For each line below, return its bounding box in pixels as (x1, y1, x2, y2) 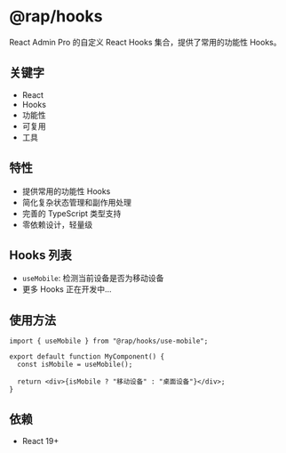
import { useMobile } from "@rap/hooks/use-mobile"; (9, 336, 209, 346)
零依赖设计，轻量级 (21, 219, 93, 230)
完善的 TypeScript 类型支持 (21, 207, 122, 219)
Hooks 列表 (9, 247, 73, 263)
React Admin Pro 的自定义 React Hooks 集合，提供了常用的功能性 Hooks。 (9, 36, 282, 47)
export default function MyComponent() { (9, 352, 165, 361)
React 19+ (21, 436, 60, 446)
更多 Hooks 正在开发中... (21, 284, 113, 295)
